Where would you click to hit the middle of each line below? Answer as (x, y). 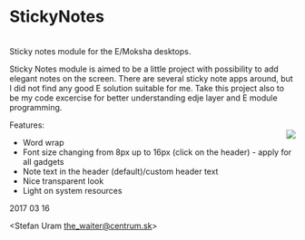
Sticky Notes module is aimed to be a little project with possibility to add (144, 69)
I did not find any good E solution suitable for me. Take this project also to (147, 88)
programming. (36, 107)
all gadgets (43, 161)
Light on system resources (72, 190)
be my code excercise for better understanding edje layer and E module (144, 98)
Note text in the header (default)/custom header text (120, 171)
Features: (27, 125)
